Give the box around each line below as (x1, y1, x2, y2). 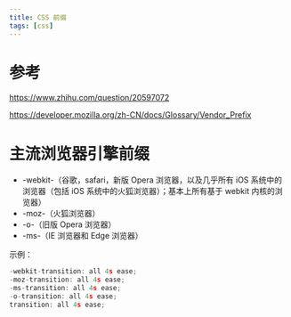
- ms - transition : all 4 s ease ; (9, 284, 122, 293)
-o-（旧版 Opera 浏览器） (21, 219, 117, 230)
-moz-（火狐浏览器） (21, 208, 101, 219)
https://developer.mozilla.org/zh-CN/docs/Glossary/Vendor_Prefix (9, 110, 252, 120)
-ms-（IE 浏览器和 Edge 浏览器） (21, 231, 144, 241)
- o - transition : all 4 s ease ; (9, 292, 117, 301)
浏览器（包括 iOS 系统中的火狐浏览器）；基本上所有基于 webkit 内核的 (21, 186, 276, 197)
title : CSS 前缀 (9, 12, 67, 22)
